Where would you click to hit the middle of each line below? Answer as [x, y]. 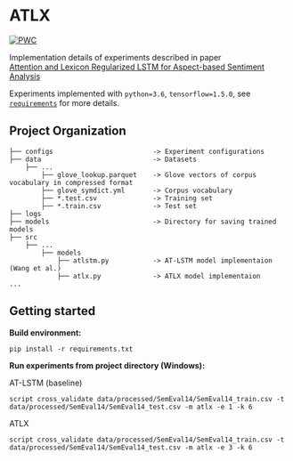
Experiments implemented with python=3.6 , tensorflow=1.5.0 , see [130, 93]
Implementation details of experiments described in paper [115, 57]
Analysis [25, 76]
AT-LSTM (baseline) [46, 383]
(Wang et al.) [36, 268]
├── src [24, 237]
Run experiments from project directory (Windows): [107, 365]
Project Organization [68, 131]
